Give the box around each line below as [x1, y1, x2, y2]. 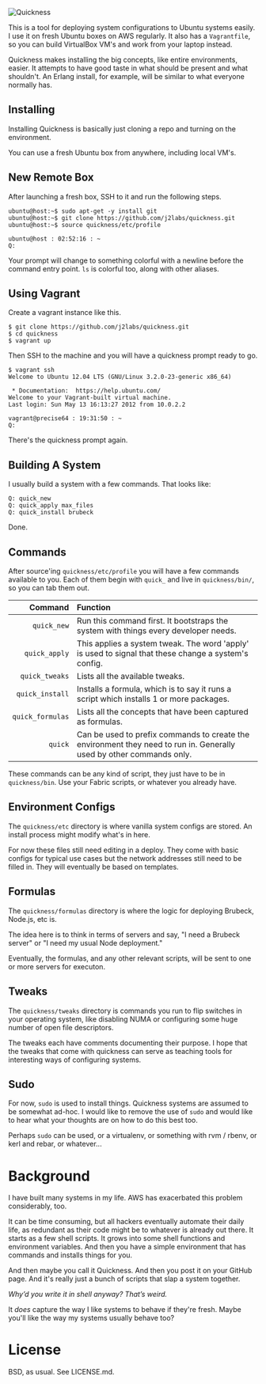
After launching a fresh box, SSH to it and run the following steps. [8, 191, 222, 201]
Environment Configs [8, 800, 116, 814]
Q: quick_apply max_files [8, 502, 93, 510]
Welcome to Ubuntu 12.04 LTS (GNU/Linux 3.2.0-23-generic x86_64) [8, 373, 232, 381]
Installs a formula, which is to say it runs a [76, 684, 232, 695]
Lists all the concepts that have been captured [76, 707, 249, 718]
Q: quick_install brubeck [8, 509, 93, 517]
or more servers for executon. [8, 961, 105, 971]
